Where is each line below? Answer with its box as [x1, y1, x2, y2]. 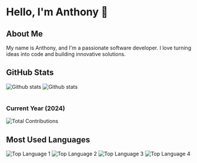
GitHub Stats [6, 68, 54, 78]
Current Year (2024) [6, 104, 66, 112]
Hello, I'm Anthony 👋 [6, 5, 108, 19]
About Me [6, 29, 43, 39]
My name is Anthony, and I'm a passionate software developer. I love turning [6, 44, 192, 51]
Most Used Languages [6, 135, 90, 145]
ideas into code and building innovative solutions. [6, 51, 126, 58]
